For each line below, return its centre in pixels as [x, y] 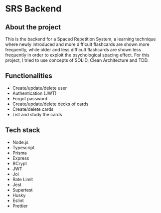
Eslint [18, 201]
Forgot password [30, 98]
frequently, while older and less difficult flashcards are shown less [73, 50]
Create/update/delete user [40, 88]
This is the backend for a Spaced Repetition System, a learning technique [80, 39]
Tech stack [23, 130]
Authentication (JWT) [34, 93]
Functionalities [29, 76]
